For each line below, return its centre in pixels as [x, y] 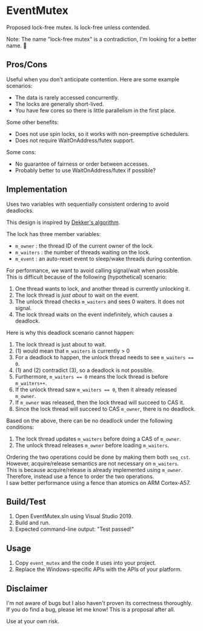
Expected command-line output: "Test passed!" [75, 529]
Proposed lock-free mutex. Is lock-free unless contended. [78, 27]
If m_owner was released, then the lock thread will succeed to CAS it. [100, 402]
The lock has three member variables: [54, 234]
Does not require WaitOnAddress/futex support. [75, 140]
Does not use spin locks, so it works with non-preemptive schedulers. [102, 133]
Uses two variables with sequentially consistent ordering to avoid [88, 204]
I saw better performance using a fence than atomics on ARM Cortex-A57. [98, 482]
